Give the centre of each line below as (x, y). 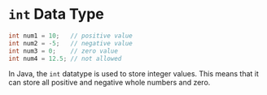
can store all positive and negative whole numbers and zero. (109, 83)
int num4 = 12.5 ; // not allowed (65, 58)
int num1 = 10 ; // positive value (70, 36)
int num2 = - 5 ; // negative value (70, 43)
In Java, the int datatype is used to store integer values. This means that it (133, 74)
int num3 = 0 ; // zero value (63, 51)
